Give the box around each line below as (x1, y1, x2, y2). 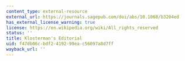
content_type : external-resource (6, 8, 88, 15)
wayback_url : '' (6, 46, 46, 52)
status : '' (6, 30, 33, 36)
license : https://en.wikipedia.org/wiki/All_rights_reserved (6, 24, 159, 31)
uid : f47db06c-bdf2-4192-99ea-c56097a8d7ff (6, 41, 114, 47)
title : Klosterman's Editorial (6, 35, 83, 41)
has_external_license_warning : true (6, 19, 95, 25)
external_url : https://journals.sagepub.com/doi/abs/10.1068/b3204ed (6, 14, 180, 20)
